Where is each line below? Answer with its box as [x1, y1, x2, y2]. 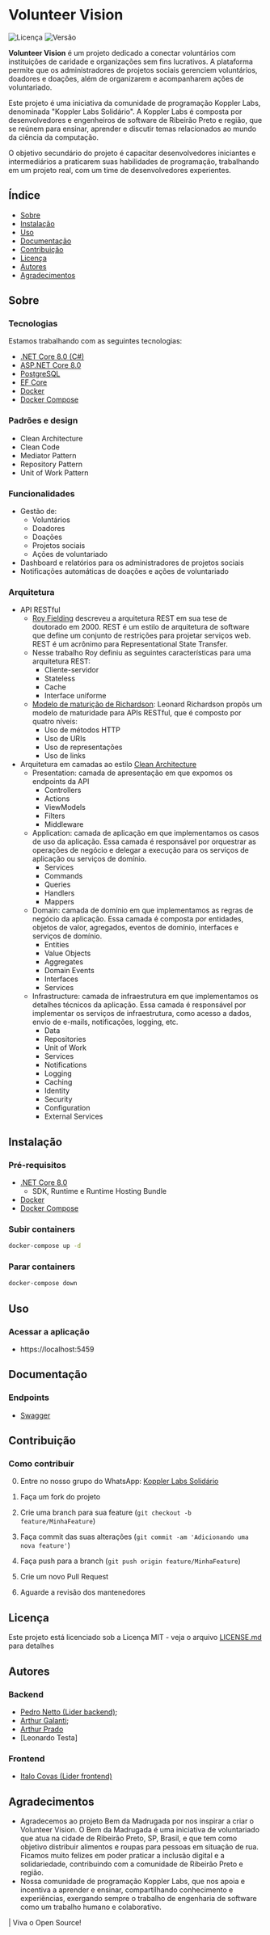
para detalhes [8, 1641, 55, 1650]
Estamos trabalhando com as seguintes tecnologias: [8, 336, 183, 346]
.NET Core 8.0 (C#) [19, 352, 85, 361]
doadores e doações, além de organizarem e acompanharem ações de [8, 74, 244, 83]
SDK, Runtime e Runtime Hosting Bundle [32, 1187, 167, 1196]
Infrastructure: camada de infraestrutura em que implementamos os [32, 992, 259, 1001]
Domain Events [44, 966, 95, 976]
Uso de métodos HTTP [44, 725, 121, 735]
